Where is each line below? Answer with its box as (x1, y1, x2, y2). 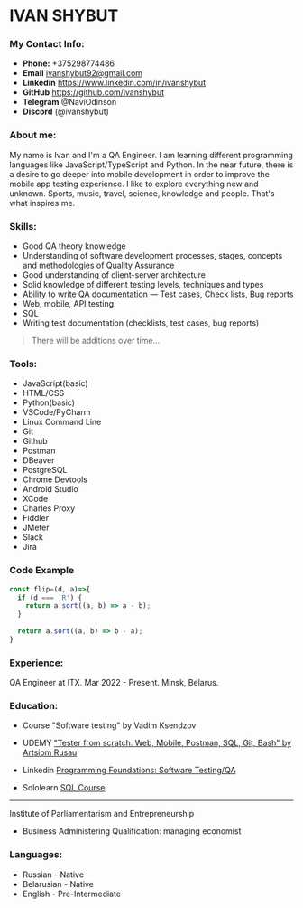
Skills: (9, 220, 38, 232)
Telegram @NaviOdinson (22, 97, 117, 108)
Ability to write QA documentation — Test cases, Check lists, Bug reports (22, 288, 294, 299)
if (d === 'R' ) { (17, 593, 83, 602)
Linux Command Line (22, 417, 102, 428)
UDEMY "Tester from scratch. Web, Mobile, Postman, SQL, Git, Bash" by (22, 738, 291, 749)
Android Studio (22, 484, 78, 495)
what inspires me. (9, 197, 76, 208)
